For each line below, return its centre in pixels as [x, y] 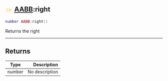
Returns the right [22, 31]
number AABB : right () [27, 21]
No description [43, 72]
